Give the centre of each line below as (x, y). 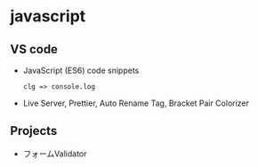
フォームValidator (55, 154)
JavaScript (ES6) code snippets (81, 70)
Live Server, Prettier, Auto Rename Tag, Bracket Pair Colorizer (136, 103)
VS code (34, 49)
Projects (34, 131)
